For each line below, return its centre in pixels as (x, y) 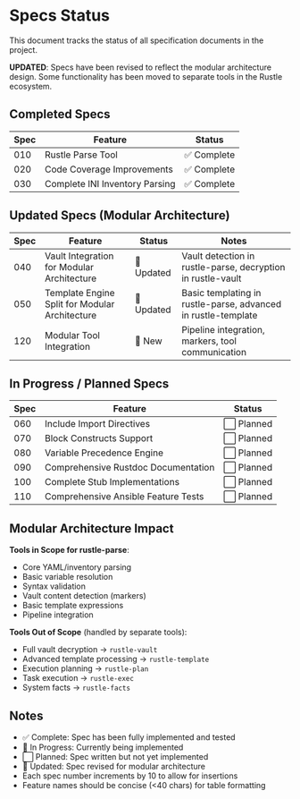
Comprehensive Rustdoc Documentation (129, 468)
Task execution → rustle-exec (78, 678)
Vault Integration (79, 256)
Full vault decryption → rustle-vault (90, 650)
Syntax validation (54, 586)
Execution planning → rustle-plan (85, 668)
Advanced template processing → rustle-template (116, 659)
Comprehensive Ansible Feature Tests (124, 497)
